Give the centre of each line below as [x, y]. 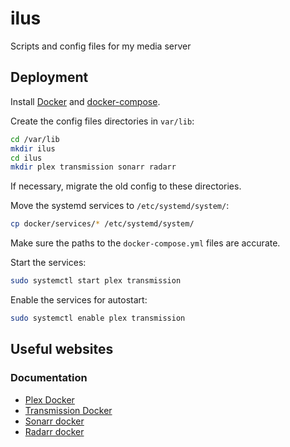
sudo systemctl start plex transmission [96, 281]
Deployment [49, 77]
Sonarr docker [54, 421]
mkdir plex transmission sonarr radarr [93, 167]
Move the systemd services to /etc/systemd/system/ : [120, 206]
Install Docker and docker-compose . [85, 101]
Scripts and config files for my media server [101, 46]
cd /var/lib [35, 139]
